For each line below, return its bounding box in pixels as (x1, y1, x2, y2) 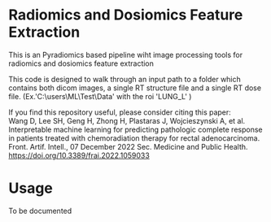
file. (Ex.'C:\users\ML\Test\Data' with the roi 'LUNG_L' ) (8, 91, 192, 101)
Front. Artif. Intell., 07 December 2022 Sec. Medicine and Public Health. (8, 141, 248, 151)
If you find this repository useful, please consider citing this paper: (8, 107, 232, 117)
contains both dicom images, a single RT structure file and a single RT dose (8, 83, 262, 93)
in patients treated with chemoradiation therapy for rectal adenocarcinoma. (8, 133, 260, 143)
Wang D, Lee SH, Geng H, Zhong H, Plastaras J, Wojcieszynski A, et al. (8, 115, 246, 125)
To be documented (8, 206, 72, 215)
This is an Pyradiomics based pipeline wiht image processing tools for (8, 50, 243, 59)
